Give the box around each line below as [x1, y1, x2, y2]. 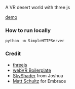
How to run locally [5, 26, 51, 34]
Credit [5, 50, 21, 57]
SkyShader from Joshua [12, 72, 63, 78]
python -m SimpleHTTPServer [5, 38, 65, 44]
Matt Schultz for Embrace [12, 78, 66, 84]
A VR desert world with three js [5, 5, 70, 10]
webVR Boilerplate [12, 67, 52, 73]
